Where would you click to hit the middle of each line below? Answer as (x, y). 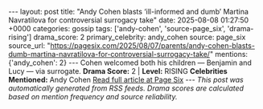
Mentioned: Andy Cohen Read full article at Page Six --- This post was (126, 80)
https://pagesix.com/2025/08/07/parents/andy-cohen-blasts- (153, 46)
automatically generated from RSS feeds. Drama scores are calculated (126, 88)
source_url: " (29, 46)
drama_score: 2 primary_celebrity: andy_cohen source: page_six (140, 37)
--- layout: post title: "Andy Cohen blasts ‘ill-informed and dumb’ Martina (129, 12)
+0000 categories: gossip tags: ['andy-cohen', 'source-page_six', (117, 28)
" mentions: (228, 54)
